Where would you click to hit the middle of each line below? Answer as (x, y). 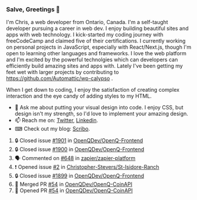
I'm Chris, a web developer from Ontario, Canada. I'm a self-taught (87, 22)
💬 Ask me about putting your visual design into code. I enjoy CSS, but (99, 108)
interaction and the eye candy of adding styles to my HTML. (79, 96)
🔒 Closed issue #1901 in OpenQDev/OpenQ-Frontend (79, 141)
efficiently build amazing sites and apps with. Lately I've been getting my (94, 66)
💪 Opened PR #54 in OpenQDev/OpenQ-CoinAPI (73, 191)
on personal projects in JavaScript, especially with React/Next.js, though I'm (99, 47)
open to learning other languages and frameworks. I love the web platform (96, 54)
